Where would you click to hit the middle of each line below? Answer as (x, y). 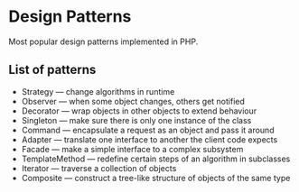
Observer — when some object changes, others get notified (133, 101)
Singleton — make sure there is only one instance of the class (136, 120)
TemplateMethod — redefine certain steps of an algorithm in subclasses (156, 159)
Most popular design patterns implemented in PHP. (103, 41)
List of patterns (52, 70)
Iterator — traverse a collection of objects (99, 168)
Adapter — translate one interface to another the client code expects (149, 139)
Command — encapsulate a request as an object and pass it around (148, 130)
